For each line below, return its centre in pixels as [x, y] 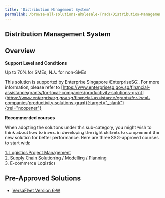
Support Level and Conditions [36, 63]
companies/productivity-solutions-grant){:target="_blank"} [65, 103]
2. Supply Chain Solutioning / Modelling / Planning [56, 158]
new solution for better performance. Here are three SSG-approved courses [82, 137]
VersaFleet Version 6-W [36, 190]
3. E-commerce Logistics [30, 163]
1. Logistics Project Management [38, 152]
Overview [20, 51]
